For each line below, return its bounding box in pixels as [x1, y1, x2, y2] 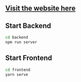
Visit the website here [5, 4, 76, 13]
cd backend [5, 35, 28, 40]
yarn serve [5, 72, 28, 77]
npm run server [5, 40, 37, 45]
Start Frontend [5, 53, 52, 63]
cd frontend [5, 67, 30, 72]
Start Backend [5, 21, 52, 30]
